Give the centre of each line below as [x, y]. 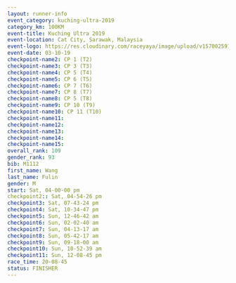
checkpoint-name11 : [36, 118]
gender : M [22, 183]
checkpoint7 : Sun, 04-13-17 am [53, 229]
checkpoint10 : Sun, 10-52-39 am [54, 249]
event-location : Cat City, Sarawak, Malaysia [75, 40]
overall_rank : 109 [34, 151]
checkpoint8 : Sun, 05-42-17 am [53, 236]
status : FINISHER [33, 268]
